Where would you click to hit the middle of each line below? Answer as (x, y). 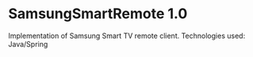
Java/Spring (28, 44)
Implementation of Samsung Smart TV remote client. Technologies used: (127, 36)
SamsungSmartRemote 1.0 (98, 14)
